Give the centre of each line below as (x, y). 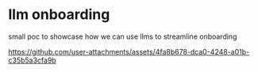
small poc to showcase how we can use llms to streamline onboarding (123, 36)
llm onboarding (59, 15)
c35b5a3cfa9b (33, 60)
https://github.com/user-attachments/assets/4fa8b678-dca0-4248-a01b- (129, 51)
